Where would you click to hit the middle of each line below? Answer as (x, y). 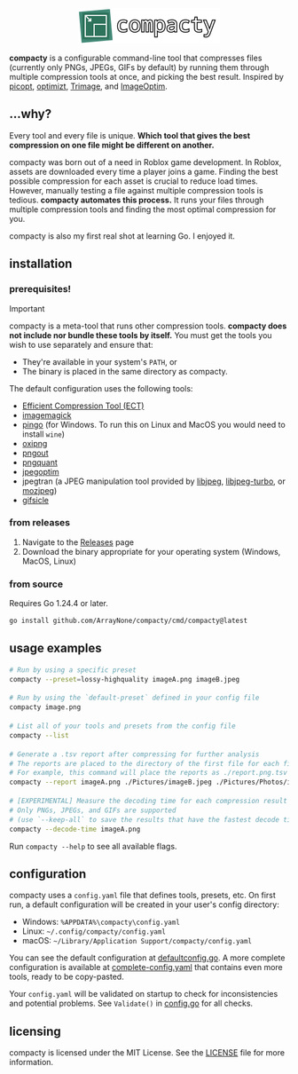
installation (41, 264)
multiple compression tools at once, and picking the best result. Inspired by (146, 77)
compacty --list (39, 735)
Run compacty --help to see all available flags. (93, 846)
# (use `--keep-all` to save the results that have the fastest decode (144, 819)
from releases (40, 523)
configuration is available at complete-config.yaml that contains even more (146, 967)
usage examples (55, 648)
